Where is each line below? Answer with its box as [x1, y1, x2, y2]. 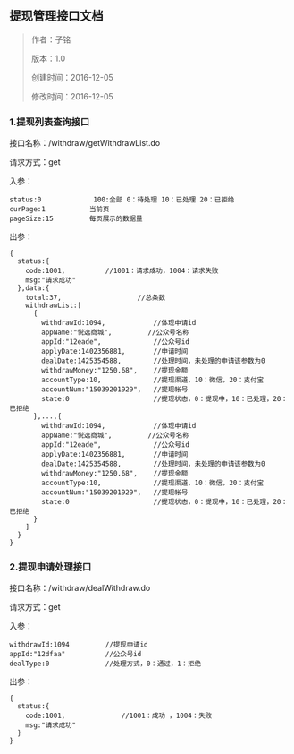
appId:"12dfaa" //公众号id [9, 650, 142, 659]
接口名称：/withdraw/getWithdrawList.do [9, 138, 161, 149]
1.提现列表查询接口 [9, 116, 90, 128]
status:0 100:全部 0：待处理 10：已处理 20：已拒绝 [9, 195, 235, 204]
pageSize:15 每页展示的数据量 [9, 214, 143, 224]
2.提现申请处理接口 [9, 561, 92, 573]
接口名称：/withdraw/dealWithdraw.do [9, 583, 151, 594]
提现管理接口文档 [9, 8, 104, 24]
